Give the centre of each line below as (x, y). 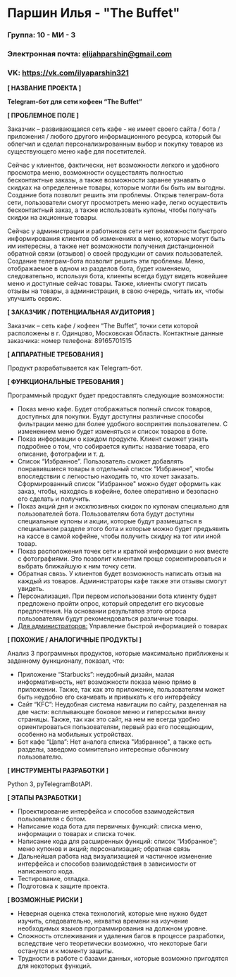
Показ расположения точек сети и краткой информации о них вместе (123, 552)
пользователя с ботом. (52, 819)
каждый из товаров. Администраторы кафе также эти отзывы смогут (122, 581)
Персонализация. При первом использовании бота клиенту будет (117, 596)
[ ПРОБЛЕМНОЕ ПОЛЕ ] (43, 116)
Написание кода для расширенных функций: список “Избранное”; (117, 841)
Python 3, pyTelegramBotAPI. (50, 784)
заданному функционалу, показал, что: (66, 661)
